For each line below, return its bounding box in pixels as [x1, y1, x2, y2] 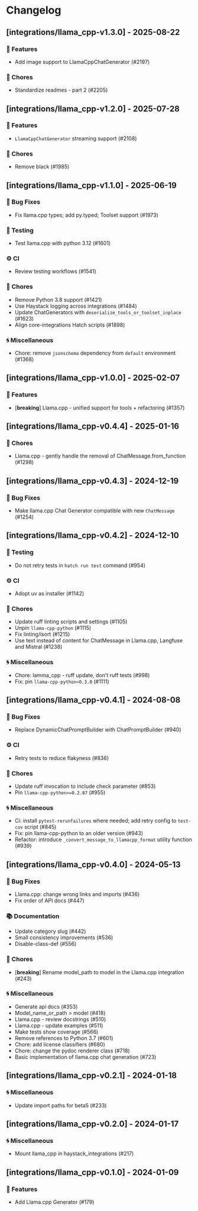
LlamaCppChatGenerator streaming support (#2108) [14, 134, 137, 142]
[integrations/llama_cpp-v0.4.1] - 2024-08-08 [6, 695, 181, 705]
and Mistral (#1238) [14, 643, 63, 650]
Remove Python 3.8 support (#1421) [14, 296, 102, 303]
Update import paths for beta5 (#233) [14, 1102, 107, 1109]
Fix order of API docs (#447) [14, 897, 85, 904]
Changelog [6, 4, 61, 17]
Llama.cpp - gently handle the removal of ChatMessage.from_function [14, 452, 186, 459]
